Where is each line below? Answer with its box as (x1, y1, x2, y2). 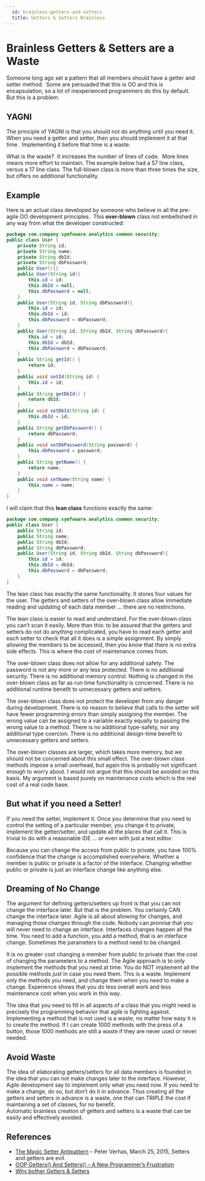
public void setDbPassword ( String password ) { (17, 442, 138, 448)
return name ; (28, 465, 62, 471)
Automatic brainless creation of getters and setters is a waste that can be (6, 1107, 192, 1115)
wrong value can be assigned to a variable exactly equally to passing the (6, 716, 190, 724)
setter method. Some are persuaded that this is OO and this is (6, 81, 163, 88)
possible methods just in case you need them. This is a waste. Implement (6, 970, 191, 978)
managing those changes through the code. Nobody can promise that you (6, 919, 193, 927)
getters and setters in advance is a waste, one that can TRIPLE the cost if (6, 1095, 191, 1102)
